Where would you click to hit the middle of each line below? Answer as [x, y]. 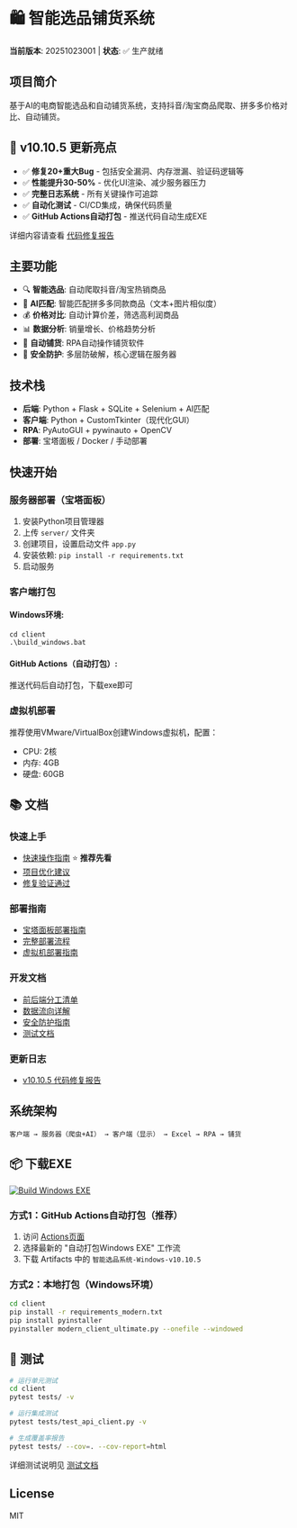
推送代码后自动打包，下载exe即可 [71, 685]
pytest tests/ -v [42, 1397]
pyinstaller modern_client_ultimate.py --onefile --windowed [126, 1329]
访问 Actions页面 [54, 1236]
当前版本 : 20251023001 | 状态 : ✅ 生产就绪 [86, 50]
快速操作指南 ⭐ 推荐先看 [67, 858]
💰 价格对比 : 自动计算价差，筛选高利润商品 [101, 315]
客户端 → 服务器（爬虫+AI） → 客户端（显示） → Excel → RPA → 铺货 [126, 1134]
